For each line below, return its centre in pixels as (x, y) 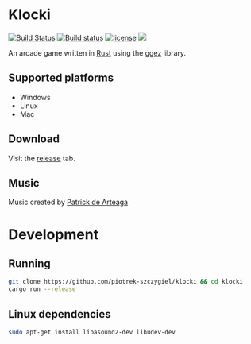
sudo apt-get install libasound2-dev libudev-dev (92, 332)
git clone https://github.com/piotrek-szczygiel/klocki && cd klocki (126, 282)
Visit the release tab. (42, 158)
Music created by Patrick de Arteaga (68, 202)
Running (30, 263)
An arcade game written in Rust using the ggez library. (97, 52)
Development (54, 234)
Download (34, 139)
